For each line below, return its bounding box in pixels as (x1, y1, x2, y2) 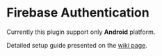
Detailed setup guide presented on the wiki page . (6, 41, 147, 49)
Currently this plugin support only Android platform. (6, 28, 156, 36)
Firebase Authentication (6, 5, 150, 21)
